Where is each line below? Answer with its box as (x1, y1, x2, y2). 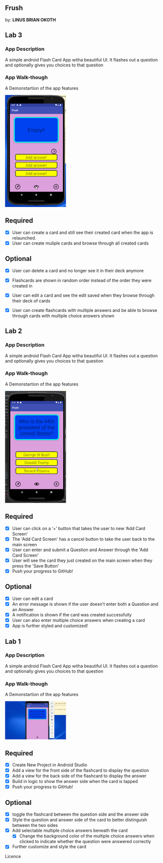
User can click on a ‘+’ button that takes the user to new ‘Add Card (12, 525, 145, 531)
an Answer (12, 606, 34, 612)
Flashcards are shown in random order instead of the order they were (12, 277, 152, 283)
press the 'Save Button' (12, 563, 59, 569)
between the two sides (12, 822, 58, 828)
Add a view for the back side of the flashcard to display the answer (12, 773, 147, 779)
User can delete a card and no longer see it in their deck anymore (12, 267, 144, 273)
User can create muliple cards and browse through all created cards (12, 240, 149, 246)
